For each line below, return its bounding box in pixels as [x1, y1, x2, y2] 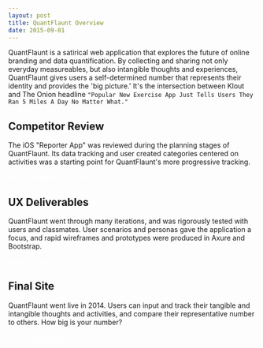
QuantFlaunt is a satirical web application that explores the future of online [8, 48, 250, 58]
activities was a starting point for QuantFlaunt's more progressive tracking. [8, 157, 250, 167]
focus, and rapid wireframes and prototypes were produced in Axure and [8, 234, 246, 242]
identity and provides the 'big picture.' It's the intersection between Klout [8, 81, 245, 91]
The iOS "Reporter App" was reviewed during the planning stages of [8, 140, 230, 150]
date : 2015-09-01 [8, 26, 65, 34]
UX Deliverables [8, 195, 89, 209]
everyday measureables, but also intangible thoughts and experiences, [8, 65, 239, 74]
